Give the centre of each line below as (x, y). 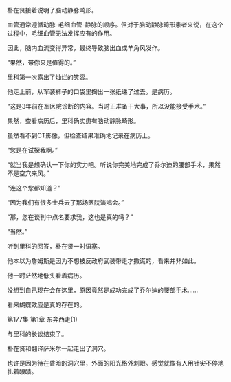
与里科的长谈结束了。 (37, 334)
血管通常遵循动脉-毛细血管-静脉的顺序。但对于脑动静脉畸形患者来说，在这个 (115, 25)
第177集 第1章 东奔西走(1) (42, 319)
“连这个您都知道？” (34, 188)
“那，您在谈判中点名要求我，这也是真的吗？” (70, 217)
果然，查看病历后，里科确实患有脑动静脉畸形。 (73, 121)
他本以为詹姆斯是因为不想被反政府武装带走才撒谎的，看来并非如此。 (103, 261)
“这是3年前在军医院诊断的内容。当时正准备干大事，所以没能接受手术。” (107, 106)
